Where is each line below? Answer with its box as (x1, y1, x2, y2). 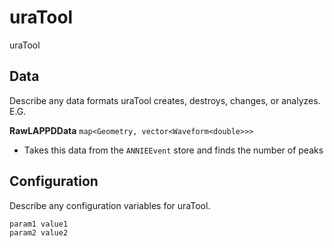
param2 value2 (9, 227, 69, 238)
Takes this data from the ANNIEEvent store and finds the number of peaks (23, 144, 324, 156)
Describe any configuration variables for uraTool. (9, 199, 211, 211)
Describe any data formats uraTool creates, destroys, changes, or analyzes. (9, 94, 321, 106)
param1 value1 (9, 219, 69, 229)
